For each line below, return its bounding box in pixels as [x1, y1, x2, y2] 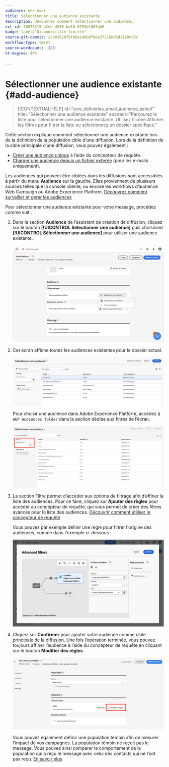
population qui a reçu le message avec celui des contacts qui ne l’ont [12, 750, 156, 757]
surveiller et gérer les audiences [5, 194, 72, 200]
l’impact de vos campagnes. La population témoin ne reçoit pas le [12, 740, 149, 746]
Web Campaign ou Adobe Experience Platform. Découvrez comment [5, 189, 147, 195]
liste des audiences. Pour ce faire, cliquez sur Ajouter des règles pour [12, 498, 158, 504]
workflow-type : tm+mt [5, 40, 51, 45]
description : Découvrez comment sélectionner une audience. [5, 19, 134, 24]
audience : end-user [5, 8, 46, 13]
